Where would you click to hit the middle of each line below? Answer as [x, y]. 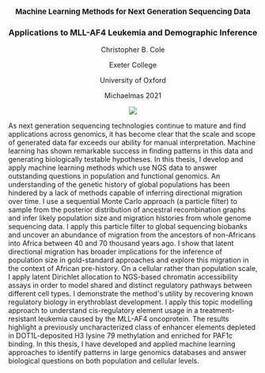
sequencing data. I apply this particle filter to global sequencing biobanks [128, 227]
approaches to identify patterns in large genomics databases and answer [127, 352]
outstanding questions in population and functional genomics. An [114, 176]
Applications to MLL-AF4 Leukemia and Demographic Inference [133, 32]
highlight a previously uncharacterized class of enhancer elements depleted [132, 327]
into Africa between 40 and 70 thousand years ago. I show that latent [121, 243]
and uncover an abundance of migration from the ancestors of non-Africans [132, 235]
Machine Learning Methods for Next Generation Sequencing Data [133, 11]
